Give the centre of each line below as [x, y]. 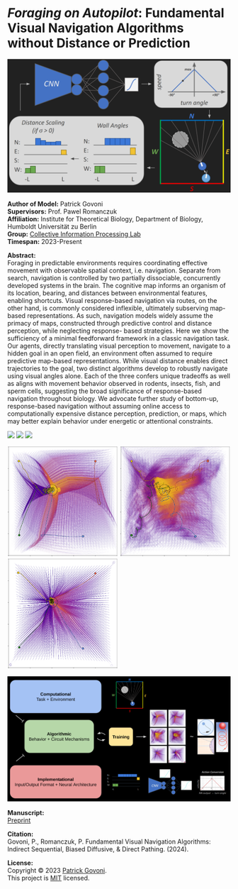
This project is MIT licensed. [49, 878]
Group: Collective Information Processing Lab [74, 234]
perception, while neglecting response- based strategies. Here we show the [118, 331]
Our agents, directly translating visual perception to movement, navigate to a [119, 346]
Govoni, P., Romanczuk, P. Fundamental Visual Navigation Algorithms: [109, 841]
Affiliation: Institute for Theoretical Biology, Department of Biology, [105, 219]
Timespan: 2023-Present [45, 242]
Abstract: [22, 255]
